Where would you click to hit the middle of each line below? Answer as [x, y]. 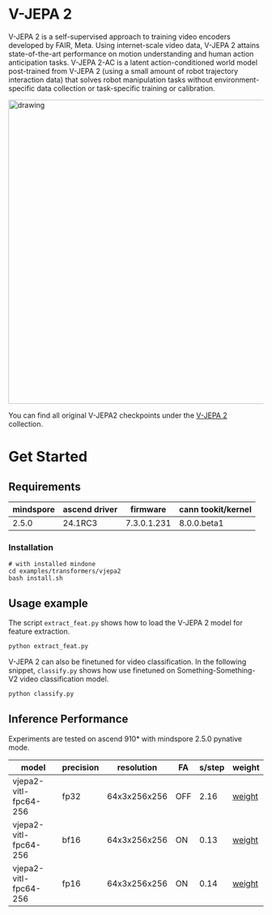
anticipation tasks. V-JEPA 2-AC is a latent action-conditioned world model [133, 62]
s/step [212, 767]
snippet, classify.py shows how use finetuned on [92, 670]
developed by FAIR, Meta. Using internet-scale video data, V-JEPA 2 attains [134, 45]
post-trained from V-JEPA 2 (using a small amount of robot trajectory [123, 71]
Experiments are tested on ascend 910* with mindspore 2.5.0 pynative [125, 738]
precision [81, 767]
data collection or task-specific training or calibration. [126, 88]
